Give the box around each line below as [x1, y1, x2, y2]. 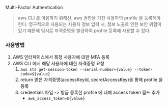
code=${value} [20, 71, 50, 77]
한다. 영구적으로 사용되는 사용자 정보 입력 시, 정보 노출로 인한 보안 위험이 [17, 21, 162, 27]
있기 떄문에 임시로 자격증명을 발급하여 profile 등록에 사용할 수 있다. [17, 28, 151, 34]
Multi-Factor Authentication [5, 5, 63, 10]
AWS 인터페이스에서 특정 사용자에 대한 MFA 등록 [12, 54, 110, 60]
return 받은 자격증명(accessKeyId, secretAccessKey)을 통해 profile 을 [20, 76, 163, 83]
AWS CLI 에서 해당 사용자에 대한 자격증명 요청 [12, 61, 104, 67]
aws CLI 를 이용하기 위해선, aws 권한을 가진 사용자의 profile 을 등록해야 [17, 15, 161, 21]
